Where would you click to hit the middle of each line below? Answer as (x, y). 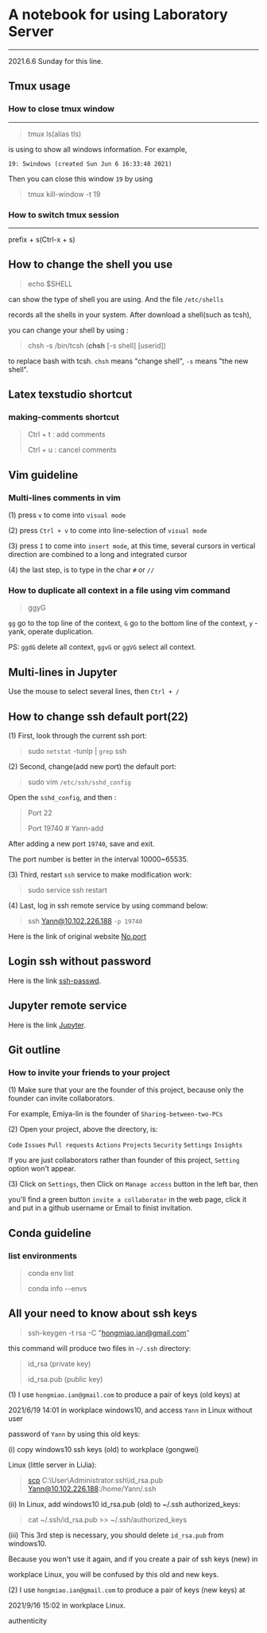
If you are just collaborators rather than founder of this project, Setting (124, 1160)
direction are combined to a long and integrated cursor (98, 555)
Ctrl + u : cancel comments (72, 450)
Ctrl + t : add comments (66, 434)
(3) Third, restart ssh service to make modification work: (100, 875)
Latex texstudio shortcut (70, 395)
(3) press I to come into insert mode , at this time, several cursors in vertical (132, 546)
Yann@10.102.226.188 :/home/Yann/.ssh (92, 1489)
